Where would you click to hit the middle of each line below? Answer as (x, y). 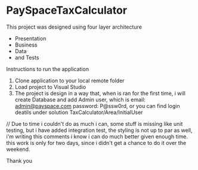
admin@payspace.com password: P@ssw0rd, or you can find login (97, 106)
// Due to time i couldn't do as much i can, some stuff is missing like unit (95, 123)
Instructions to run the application (48, 69)
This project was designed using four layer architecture (74, 27)
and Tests (27, 57)
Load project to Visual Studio (50, 86)
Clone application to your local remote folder (69, 81)
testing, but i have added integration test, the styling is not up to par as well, (99, 130)
